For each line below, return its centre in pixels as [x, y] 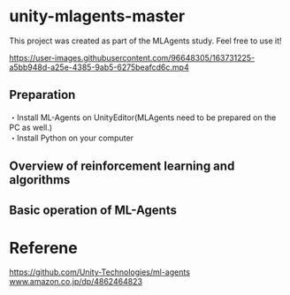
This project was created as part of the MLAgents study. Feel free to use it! [145, 41]
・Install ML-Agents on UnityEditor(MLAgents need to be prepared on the [143, 117]
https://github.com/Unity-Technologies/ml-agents [99, 272]
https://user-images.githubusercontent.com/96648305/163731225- [132, 57]
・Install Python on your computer [72, 138]
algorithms [40, 180]
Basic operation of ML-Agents [93, 210]
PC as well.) [31, 127]
